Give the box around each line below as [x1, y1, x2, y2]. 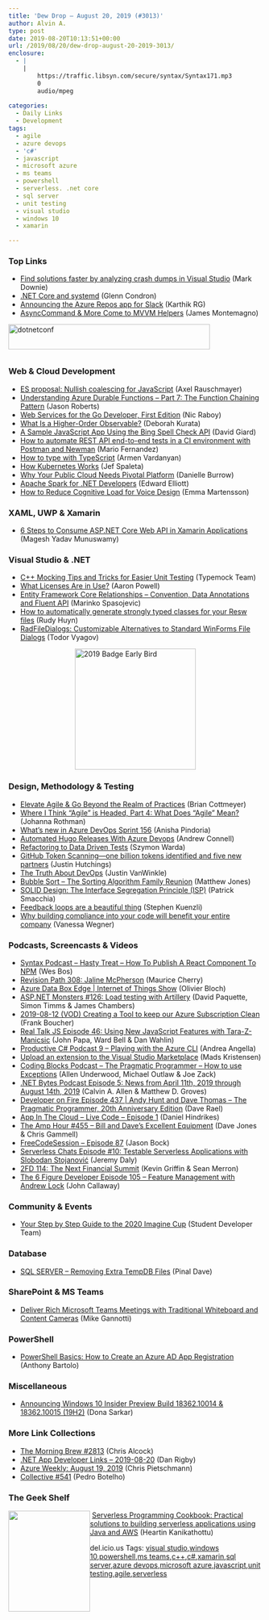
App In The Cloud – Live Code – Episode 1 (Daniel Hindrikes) [19, 1111, 220, 1122]
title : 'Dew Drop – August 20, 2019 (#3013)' [8, 11, 163, 20]
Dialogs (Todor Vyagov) [19, 633, 99, 643]
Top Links [8, 256, 48, 267]
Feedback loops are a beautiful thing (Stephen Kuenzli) [19, 902, 203, 912]
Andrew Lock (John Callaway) [19, 1180, 121, 1191]
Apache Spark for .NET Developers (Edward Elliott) [19, 478, 189, 488]
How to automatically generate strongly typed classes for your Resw [19, 607, 247, 617]
